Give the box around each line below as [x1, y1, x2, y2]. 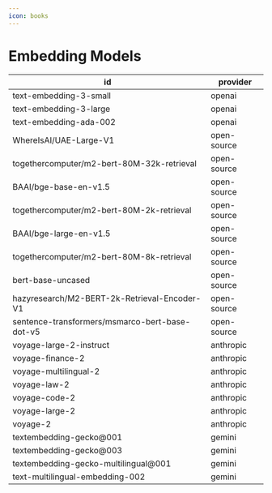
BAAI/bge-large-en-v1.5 [12, 228, 111, 239]
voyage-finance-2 [12, 352, 85, 363]
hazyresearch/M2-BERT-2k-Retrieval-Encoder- [12, 293, 202, 304]
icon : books [8, 11, 49, 20]
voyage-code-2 [12, 392, 75, 403]
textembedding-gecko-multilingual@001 [12, 457, 172, 469]
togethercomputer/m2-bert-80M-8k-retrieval [12, 251, 192, 262]
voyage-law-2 [12, 379, 70, 390]
